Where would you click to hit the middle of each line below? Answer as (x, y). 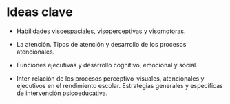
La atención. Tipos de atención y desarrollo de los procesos (101, 44)
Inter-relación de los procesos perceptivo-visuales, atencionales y (110, 78)
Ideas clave (40, 12)
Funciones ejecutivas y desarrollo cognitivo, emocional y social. (107, 65)
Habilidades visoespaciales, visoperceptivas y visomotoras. (101, 31)
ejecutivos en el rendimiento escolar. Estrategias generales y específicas (119, 85)
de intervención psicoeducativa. (62, 93)
